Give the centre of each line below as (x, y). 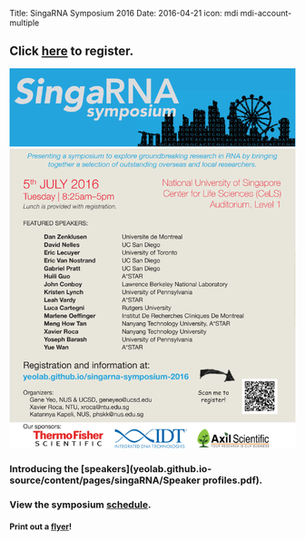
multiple (25, 23)
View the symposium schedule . (80, 505)
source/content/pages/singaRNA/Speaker (105, 480)
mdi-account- (266, 13)
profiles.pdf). (233, 480)
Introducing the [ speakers (68, 468)
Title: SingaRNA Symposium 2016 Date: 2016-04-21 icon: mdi (124, 13)
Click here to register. (72, 51)
